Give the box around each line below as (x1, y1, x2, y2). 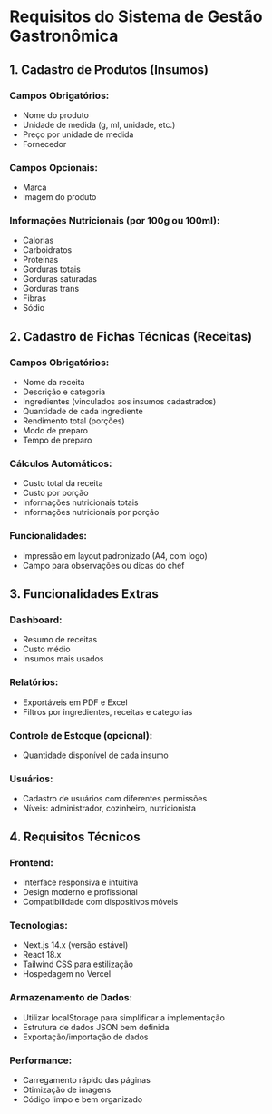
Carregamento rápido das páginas (22, 1074, 151, 1085)
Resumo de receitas (22, 634, 98, 645)
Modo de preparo (22, 425, 89, 436)
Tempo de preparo (22, 434, 92, 446)
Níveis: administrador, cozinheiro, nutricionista (22, 802, 197, 814)
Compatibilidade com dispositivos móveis (22, 897, 179, 908)
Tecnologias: (9, 919, 68, 931)
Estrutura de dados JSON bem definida (22, 1021, 170, 1032)
